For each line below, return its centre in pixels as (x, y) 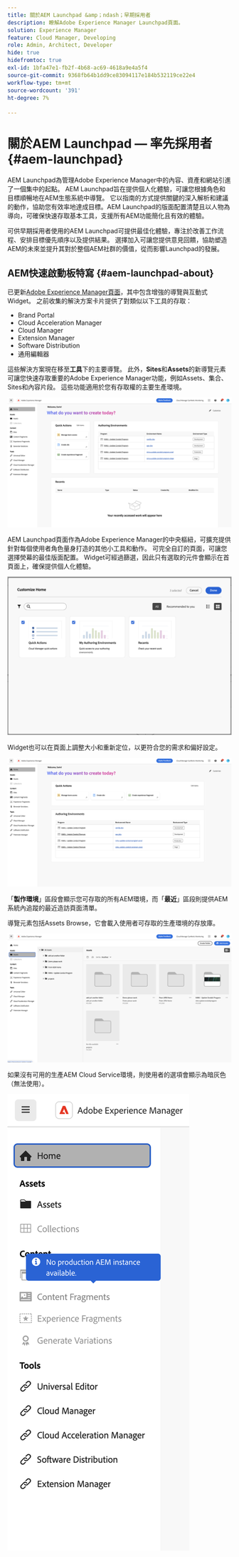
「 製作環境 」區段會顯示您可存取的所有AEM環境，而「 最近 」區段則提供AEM (118, 899)
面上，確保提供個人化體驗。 (54, 567)
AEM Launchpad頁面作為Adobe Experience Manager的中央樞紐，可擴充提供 (119, 539)
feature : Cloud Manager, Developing (62, 38)
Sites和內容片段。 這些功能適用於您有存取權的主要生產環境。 (97, 387)
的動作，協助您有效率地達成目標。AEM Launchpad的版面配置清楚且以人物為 (119, 207)
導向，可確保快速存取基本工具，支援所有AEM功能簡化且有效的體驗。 (108, 216)
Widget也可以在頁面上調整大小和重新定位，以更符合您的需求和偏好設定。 (115, 747)
